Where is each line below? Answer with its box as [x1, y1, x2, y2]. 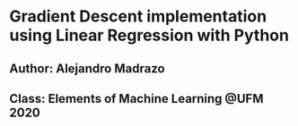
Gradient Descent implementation [9, 6, 267, 27]
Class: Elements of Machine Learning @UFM [9, 91, 264, 106]
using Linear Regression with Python [9, 25, 290, 46]
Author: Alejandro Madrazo [9, 61, 165, 76]
